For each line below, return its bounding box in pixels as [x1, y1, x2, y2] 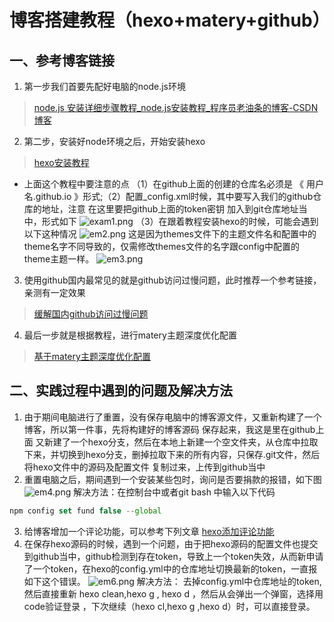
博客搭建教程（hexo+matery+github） [9, 9, 331, 32]
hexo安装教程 [33, 157, 90, 168]
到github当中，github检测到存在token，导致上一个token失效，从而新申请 [23, 550, 324, 562]
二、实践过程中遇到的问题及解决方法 [9, 382, 233, 400]
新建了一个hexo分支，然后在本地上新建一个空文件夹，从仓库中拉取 [43, 436, 319, 448]
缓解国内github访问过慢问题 [33, 308, 149, 320]
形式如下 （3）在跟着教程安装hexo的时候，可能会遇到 [41, 216, 319, 227]
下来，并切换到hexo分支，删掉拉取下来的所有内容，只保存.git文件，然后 [23, 448, 321, 460]
